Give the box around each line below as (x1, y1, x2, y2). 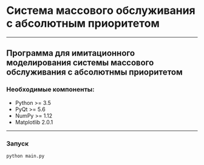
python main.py (6, 153, 45, 159)
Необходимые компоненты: (6, 86, 95, 94)
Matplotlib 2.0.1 (15, 118, 53, 126)
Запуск (6, 139, 29, 147)
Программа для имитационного (6, 48, 135, 58)
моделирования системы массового (6, 58, 154, 68)
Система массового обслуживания (6, 4, 195, 18)
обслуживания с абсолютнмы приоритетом (6, 67, 183, 78)
